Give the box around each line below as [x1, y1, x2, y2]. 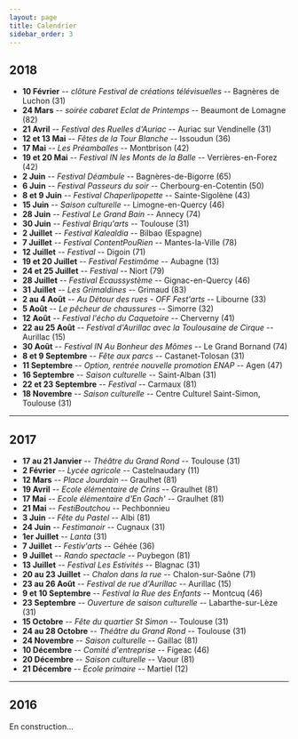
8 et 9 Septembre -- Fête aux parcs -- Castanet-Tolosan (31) [21, 350, 246, 361]
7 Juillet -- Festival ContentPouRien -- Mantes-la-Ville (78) [21, 237, 238, 248]
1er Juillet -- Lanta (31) [21, 531, 108, 542]
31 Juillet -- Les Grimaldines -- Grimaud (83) [21, 285, 187, 295]
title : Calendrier [9, 21, 77, 30]
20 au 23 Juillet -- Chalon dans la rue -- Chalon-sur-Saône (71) [21, 569, 256, 579]
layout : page [9, 12, 58, 22]
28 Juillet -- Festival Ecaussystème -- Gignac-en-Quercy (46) [21, 275, 251, 285]
